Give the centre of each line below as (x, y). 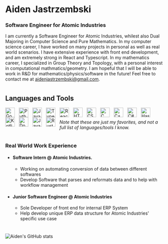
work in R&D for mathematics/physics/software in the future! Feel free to (80, 74)
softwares (31, 174)
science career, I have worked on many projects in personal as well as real (82, 47)
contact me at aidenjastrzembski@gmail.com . (52, 79)
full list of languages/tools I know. (95, 127)
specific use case (38, 219)
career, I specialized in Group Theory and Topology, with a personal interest (84, 63)
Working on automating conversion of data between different (83, 169)
